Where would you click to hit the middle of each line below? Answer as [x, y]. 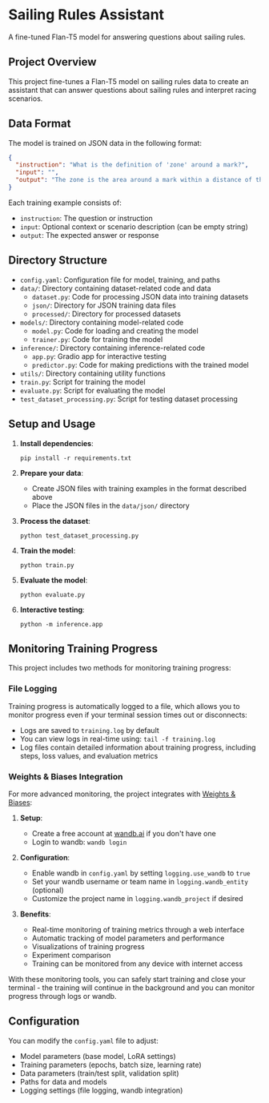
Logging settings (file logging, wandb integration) [101, 1090]
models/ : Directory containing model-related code [102, 322]
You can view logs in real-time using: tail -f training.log [118, 739]
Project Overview [52, 62]
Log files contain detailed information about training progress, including [138, 747]
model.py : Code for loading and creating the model [115, 331]
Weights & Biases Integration [66, 776]
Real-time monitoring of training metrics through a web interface [138, 929]
